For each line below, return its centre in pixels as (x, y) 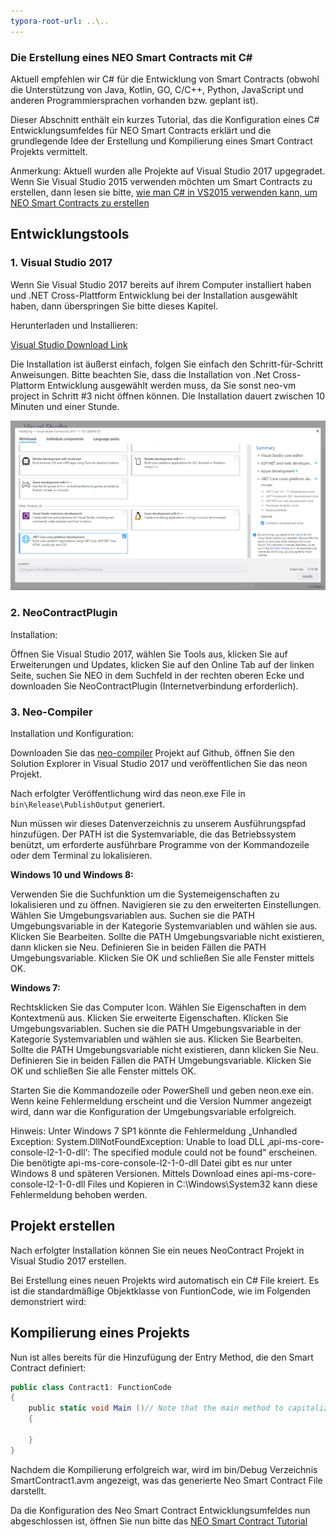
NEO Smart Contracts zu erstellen (80, 202)
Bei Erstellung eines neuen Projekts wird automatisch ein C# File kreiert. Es (165, 1280)
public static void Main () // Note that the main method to (156, 1408)
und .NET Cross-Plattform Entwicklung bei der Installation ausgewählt (154, 295)
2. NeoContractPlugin (64, 613)
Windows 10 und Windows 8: (72, 874)
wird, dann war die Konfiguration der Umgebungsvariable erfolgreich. (153, 1111)
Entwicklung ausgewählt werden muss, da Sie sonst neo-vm (172, 385)
